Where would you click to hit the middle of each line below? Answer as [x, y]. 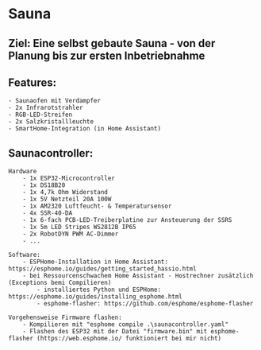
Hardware [23, 172]
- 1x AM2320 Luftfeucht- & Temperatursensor [97, 206]
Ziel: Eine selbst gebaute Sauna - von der [112, 43]
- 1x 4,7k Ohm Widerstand [65, 192]
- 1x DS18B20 [44, 185]
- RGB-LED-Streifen [40, 115]
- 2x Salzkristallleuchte [51, 122]
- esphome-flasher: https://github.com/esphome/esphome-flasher [145, 304]
